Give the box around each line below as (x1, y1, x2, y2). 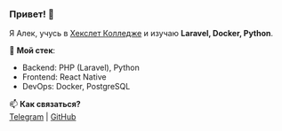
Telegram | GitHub (9, 112, 77, 122)
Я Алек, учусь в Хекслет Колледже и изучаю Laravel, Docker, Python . (9, 28, 274, 39)
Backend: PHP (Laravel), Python (21, 62, 140, 73)
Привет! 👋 (9, 8, 55, 20)
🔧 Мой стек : (9, 45, 56, 56)
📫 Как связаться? (9, 99, 82, 110)
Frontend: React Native (21, 72, 107, 82)
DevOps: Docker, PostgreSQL (21, 81, 131, 92)
